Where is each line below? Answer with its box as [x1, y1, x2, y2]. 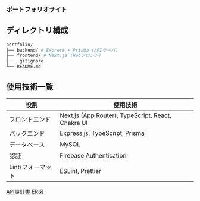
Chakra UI [60, 118, 88, 127]
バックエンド [9, 129, 46, 137]
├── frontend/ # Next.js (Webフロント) [6, 52, 102, 59]
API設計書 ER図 [6, 188, 43, 195]
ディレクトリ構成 [6, 26, 68, 36]
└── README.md [6, 64, 42, 70]
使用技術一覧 [6, 81, 54, 92]
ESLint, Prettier [60, 167, 102, 175]
